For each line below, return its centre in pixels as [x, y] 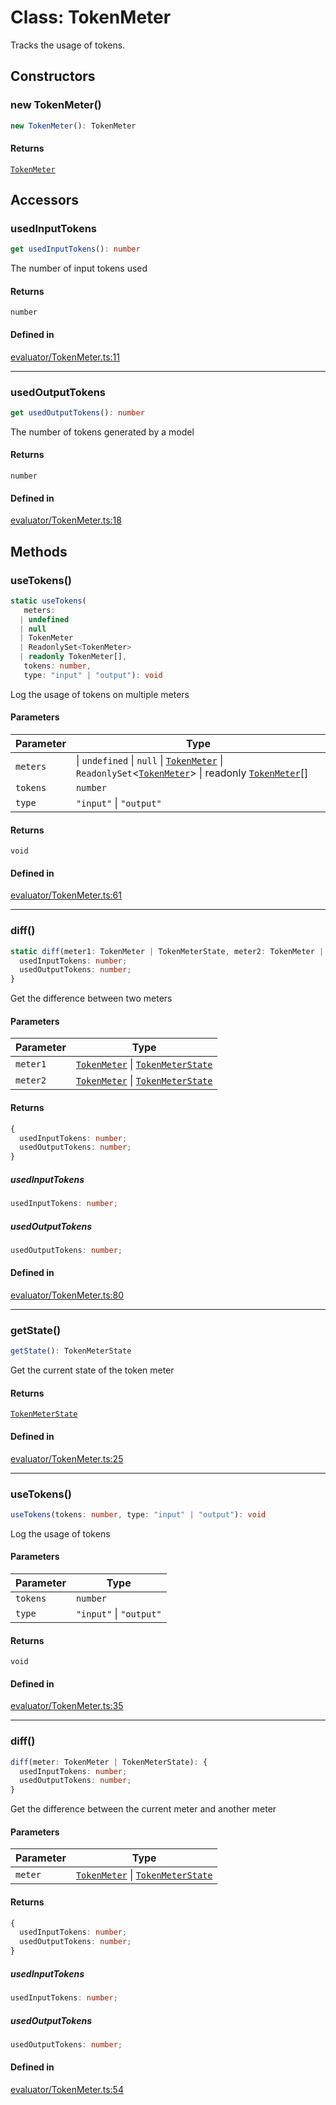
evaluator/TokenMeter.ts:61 [66, 895]
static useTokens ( [48, 601]
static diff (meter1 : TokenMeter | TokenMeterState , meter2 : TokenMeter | [167, 951]
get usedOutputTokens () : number [77, 412]
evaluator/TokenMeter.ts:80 [67, 1295]
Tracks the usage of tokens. [68, 45]
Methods [39, 551]
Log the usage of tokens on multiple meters [100, 694]
